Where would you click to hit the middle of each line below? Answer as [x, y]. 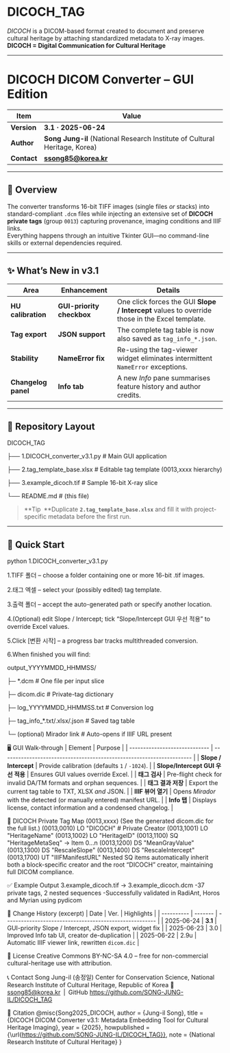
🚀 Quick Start [36, 544]
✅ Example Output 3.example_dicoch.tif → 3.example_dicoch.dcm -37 [106, 885]
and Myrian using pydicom [44, 900]
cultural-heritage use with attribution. [60, 963]
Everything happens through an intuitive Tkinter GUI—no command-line [108, 235]
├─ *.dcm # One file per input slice [56, 681]
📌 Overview [32, 190]
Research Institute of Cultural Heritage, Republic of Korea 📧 [91, 985]
